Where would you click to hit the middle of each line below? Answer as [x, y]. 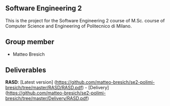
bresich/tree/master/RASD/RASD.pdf [44, 88]
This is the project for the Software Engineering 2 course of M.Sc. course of [85, 20]
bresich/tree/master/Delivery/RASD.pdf [46, 98]
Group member [30, 42]
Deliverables [26, 70]
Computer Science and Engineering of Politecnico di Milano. [68, 26]
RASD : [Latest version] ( [31, 82]
